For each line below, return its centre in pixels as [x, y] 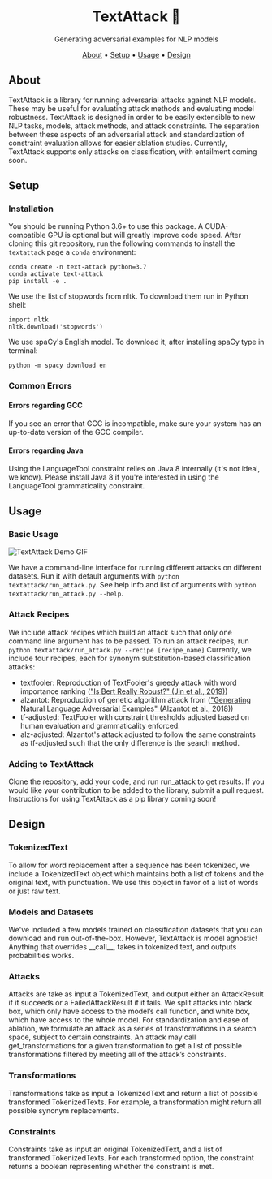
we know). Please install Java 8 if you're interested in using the [114, 477]
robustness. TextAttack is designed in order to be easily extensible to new [132, 117]
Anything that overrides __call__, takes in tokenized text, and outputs [123, 947]
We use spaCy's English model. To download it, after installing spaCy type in [136, 342]
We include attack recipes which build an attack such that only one [121, 632]
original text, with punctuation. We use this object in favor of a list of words [134, 882]
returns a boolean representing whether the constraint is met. [111, 1166]
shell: [17, 305]
